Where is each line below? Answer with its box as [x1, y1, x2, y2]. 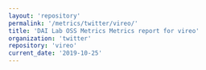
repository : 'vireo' [8, 42, 78, 50]
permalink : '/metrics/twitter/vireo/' [8, 19, 138, 27]
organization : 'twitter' [8, 34, 92, 43]
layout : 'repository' [8, 11, 81, 20]
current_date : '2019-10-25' [8, 49, 103, 57]
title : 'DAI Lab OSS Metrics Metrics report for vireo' [8, 27, 200, 35]
